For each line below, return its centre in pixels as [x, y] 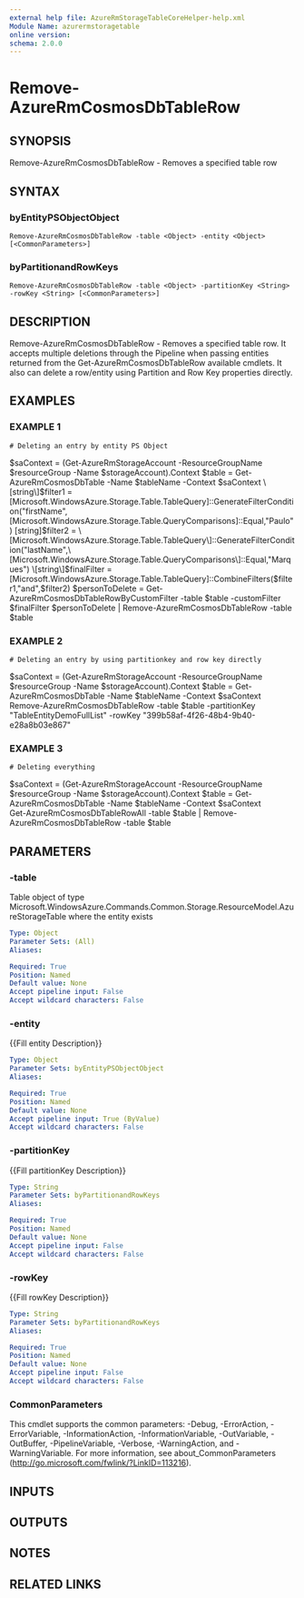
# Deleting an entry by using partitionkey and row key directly [135, 660]
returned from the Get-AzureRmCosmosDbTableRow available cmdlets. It [146, 363]
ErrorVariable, [35, 1434]
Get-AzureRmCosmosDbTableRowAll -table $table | [105, 813]
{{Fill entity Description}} [56, 1043]
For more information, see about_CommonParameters [176, 1453]
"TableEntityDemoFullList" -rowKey [75, 716]
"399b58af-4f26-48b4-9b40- [199, 716]
